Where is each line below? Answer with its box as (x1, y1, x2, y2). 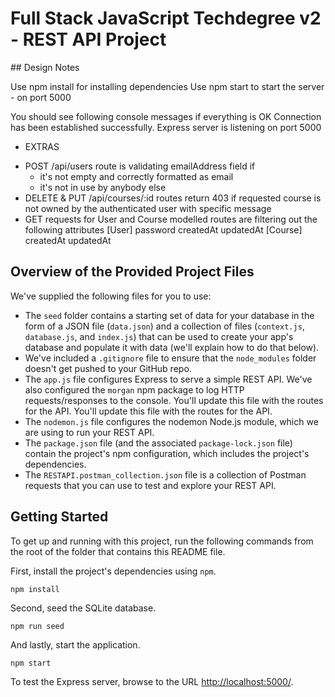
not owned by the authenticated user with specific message (24, 202, 272, 214)
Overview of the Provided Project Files (10, 263, 255, 281)
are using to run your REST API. (24, 426, 155, 438)
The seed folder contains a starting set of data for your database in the (24, 309, 315, 321)
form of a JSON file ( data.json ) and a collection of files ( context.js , (24, 320, 305, 332)
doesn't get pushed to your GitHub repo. (24, 362, 192, 374)
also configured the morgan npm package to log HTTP (24, 383, 245, 396)
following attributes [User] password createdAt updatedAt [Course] (24, 223, 303, 236)
